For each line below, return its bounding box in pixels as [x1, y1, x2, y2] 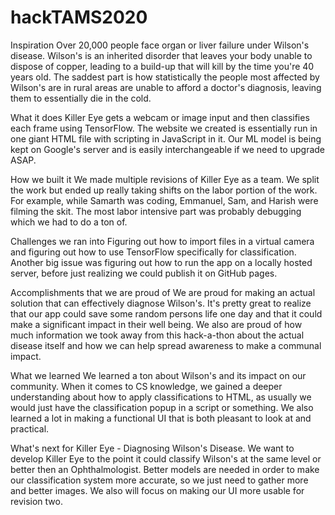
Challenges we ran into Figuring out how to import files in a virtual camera [10, 235, 315, 247]
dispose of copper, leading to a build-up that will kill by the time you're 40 [10, 60, 315, 72]
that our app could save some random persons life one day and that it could [10, 307, 323, 320]
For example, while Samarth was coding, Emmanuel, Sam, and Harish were [10, 194, 319, 206]
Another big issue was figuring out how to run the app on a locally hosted [10, 256, 313, 268]
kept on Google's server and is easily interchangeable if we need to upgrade [10, 143, 326, 155]
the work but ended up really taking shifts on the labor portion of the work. [10, 184, 318, 196]
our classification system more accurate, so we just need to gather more [10, 474, 309, 486]
